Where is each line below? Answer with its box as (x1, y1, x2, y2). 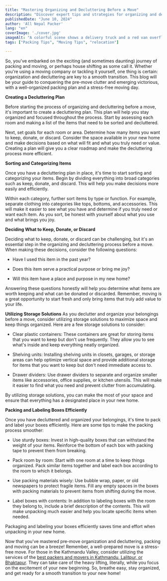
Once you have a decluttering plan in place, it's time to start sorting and (5, 170, 152, 176)
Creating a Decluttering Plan (5, 94, 65, 100)
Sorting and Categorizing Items (5, 160, 72, 166)
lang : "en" (5, 26, 28, 31)
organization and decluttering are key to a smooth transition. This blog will (5, 73, 157, 80)
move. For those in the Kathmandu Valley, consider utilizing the (14, 549, 144, 555)
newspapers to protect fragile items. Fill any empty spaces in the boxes (12, 483, 159, 489)
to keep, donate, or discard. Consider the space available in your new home (5, 134, 160, 140)
